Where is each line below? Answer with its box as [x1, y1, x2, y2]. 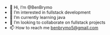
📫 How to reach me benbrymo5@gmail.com [9, 25, 98, 30]
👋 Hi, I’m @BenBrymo [9, 5, 53, 10]
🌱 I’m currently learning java [9, 15, 66, 20]
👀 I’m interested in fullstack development [9, 9, 91, 15]
